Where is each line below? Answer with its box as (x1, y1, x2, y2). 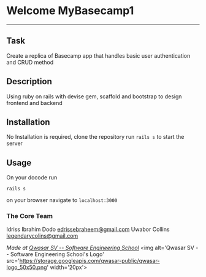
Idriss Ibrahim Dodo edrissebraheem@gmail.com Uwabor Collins (6, 225, 170, 233)
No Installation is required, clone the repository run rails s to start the (6, 133, 185, 141)
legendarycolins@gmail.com (6, 232, 78, 240)
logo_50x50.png (6, 263, 47, 271)
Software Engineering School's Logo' (10, 251, 104, 258)
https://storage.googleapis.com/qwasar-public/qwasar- (19, 257, 160, 265)
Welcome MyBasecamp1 (6, 4, 134, 18)
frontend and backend (6, 99, 63, 106)
